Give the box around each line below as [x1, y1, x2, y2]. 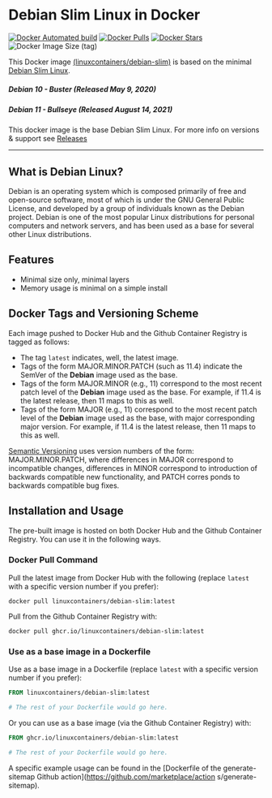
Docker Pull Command [8, 554, 99, 566]
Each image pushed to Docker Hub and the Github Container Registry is [8, 328, 248, 338]
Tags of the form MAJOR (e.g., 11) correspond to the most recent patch [19, 404, 257, 414]
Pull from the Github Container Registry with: [8, 611, 158, 621]
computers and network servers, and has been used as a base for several [8, 221, 255, 231]
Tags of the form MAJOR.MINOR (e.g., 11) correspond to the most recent [19, 378, 262, 388]
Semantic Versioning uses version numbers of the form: [8, 446, 194, 455]
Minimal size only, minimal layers [19, 274, 130, 284]
